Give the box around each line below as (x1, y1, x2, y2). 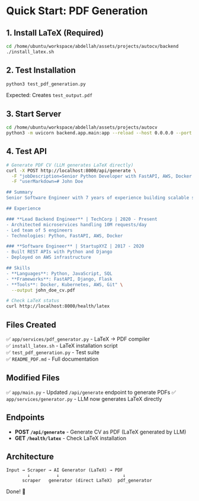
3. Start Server (6, 108, 62, 119)
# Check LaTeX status (6, 298, 60, 304)
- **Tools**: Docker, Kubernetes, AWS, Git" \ (6, 281, 123, 288)
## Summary (6, 190, 33, 195)
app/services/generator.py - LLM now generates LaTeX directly (6, 395, 162, 402)
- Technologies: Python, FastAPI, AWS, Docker (6, 233, 123, 239)
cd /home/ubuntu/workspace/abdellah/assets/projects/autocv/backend (6, 43, 179, 49)
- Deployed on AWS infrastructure (6, 255, 92, 261)
